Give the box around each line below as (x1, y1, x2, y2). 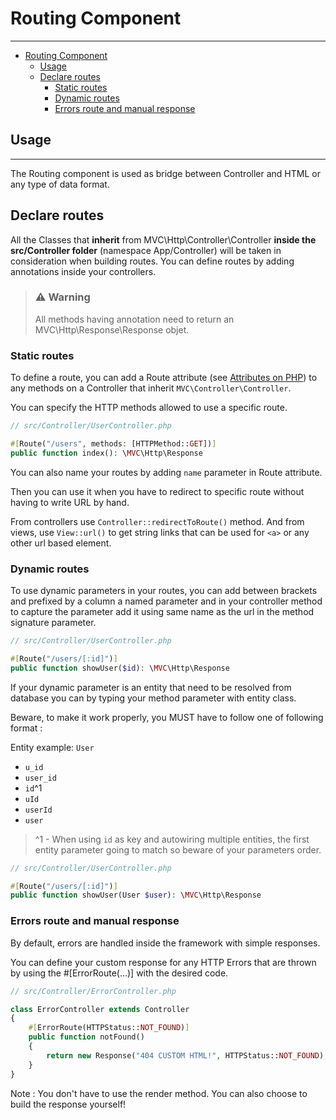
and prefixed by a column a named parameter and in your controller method (10, 595, 323, 607)
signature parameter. (10, 617, 97, 629)
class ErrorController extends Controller (10, 1004, 190, 1014)
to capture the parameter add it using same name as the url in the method (10, 606, 315, 618)
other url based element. (10, 537, 112, 549)
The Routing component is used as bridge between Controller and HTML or (10, 167, 321, 179)
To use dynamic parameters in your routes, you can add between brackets (10, 585, 318, 597)
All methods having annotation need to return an (34, 313, 235, 325)
